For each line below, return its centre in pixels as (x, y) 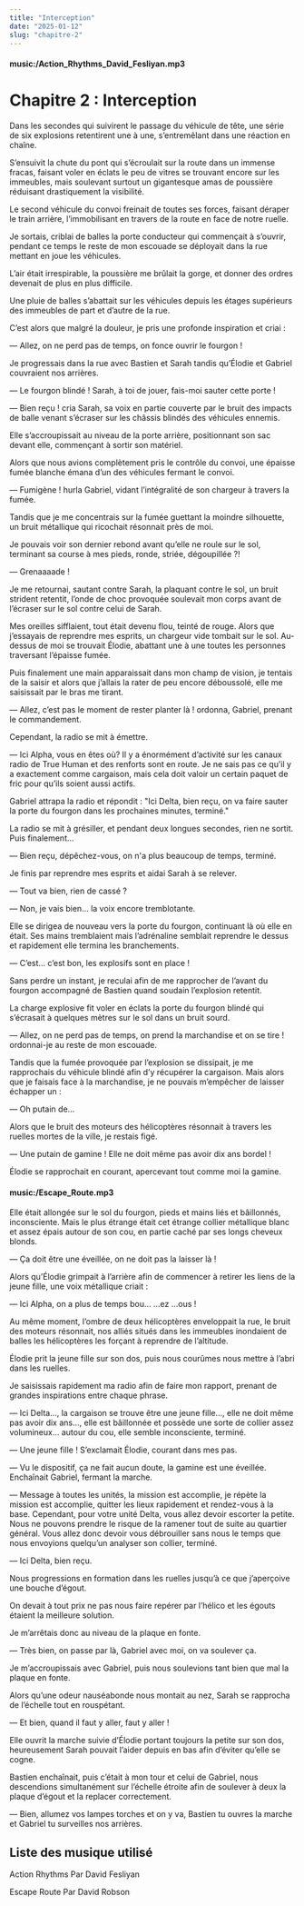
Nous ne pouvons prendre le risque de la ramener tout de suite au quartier (148, 1524)
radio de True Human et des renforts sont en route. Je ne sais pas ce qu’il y (151, 763)
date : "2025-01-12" (46, 26)
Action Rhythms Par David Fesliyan (75, 1874)
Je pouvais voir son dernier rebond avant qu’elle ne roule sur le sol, (135, 544)
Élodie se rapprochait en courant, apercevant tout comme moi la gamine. (145, 1171)
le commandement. (45, 719)
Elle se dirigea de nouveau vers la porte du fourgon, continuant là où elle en (151, 926)
